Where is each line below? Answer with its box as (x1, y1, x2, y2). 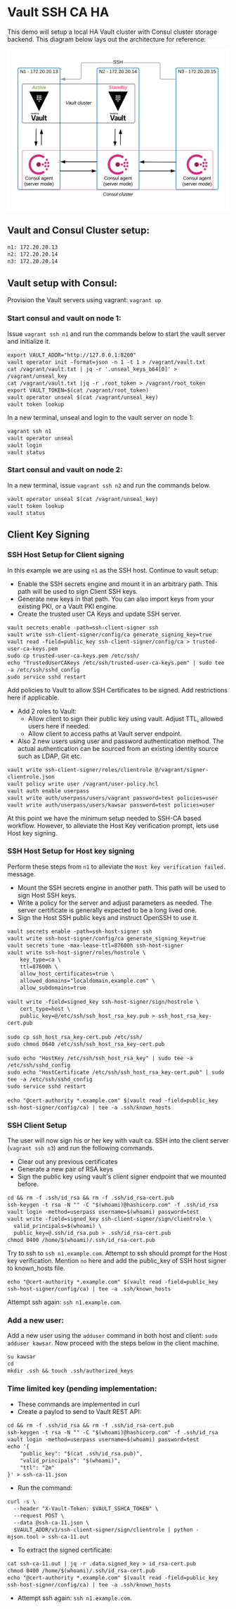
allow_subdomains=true (20, 984, 86, 991)
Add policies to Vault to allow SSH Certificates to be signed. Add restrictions (7, 685, 228, 694)
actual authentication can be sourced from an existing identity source (17, 744, 219, 752)
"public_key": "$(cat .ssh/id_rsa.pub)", (20, 1450, 143, 1457)
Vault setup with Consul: (7, 277, 117, 289)
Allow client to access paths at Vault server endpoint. (27, 729, 183, 738)
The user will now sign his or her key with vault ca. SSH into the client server (7, 1136, 229, 1145)
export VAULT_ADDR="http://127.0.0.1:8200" (7, 352, 137, 359)
